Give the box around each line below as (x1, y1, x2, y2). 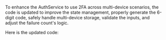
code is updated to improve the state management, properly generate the (5, 9, 156, 15)
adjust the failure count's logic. (5, 20, 69, 26)
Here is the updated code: (5, 30, 59, 35)
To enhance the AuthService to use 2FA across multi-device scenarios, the (5, 4, 159, 10)
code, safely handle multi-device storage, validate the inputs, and (15, 15, 150, 20)
